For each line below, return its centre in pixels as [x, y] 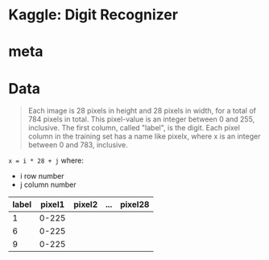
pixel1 [52, 204]
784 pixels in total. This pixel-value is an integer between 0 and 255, [141, 119]
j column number [48, 185]
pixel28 [134, 204]
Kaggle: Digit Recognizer [93, 15]
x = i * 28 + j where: [46, 161]
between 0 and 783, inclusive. [78, 145]
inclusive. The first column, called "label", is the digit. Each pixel [134, 128]
